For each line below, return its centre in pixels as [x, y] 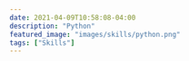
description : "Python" [52, 26]
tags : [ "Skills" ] [42, 43]
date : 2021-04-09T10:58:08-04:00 [73, 17]
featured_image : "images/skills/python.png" [95, 34]
